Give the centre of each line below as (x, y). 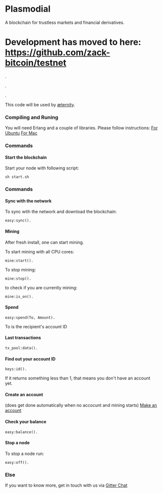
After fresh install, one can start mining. (44, 242)
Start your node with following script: (42, 168)
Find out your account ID (30, 359)
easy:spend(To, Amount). (30, 318)
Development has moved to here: (73, 42)
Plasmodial (28, 9)
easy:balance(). (21, 432)
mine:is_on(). (19, 296)
